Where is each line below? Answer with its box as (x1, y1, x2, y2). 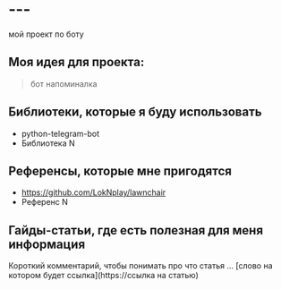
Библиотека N (21, 138, 75, 149)
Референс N (21, 197, 69, 208)
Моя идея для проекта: (8, 55, 145, 70)
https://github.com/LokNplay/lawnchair (21, 187, 166, 198)
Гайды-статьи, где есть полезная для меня (8, 223, 264, 238)
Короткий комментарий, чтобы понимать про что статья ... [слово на (8, 260, 274, 271)
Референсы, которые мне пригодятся (8, 163, 232, 178)
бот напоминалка (30, 78, 98, 89)
